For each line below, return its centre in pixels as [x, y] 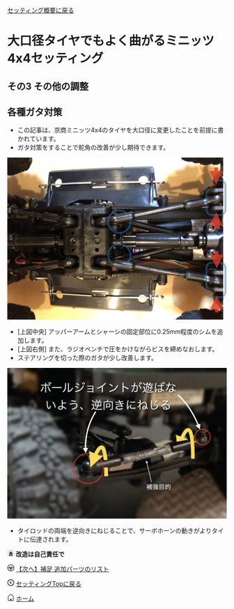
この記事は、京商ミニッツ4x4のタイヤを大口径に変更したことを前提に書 [120, 130]
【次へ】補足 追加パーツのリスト [62, 569]
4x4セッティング [55, 59]
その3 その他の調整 [48, 86]
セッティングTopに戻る [49, 584]
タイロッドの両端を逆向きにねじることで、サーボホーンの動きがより [115, 531]
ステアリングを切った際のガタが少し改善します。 [87, 357]
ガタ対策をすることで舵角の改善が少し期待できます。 [93, 148]
